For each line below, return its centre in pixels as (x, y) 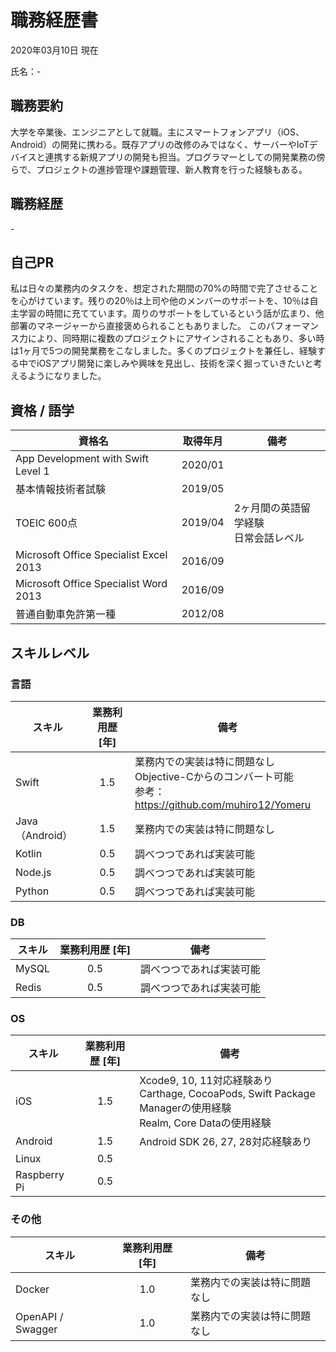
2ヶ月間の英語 (267, 508)
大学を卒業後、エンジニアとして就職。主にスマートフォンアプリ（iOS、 (157, 132)
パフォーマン (292, 326)
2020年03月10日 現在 (54, 50)
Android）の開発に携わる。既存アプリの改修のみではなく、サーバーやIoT (160, 144)
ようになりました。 (67, 376)
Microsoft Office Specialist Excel (91, 555)
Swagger (36, 1329)
